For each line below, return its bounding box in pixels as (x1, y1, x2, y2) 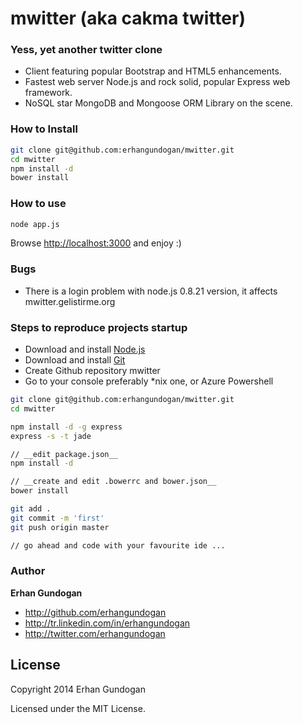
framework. (24, 87, 73, 99)
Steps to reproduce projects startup (10, 320, 188, 334)
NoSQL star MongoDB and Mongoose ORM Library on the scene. (24, 97, 293, 109)
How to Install (10, 122, 78, 136)
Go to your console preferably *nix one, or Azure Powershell (24, 375, 274, 387)
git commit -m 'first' (10, 513, 105, 523)
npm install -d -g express (10, 422, 123, 432)
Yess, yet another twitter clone (10, 43, 163, 57)
